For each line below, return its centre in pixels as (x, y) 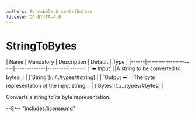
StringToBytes (41, 46)
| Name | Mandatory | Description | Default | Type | (67, 62)
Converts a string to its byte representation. (58, 97)
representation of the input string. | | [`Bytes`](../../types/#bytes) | (85, 86)
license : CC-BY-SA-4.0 (34, 17)
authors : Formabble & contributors (49, 11)
